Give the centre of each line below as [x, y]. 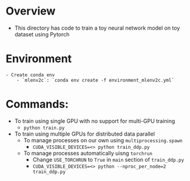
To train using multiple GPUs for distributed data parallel [85, 134]
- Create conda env [30, 75]
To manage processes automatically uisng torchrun [88, 153]
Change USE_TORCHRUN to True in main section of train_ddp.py [108, 159]
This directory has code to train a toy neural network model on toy [97, 28]
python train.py [44, 128]
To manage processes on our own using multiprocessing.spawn [103, 140]
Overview [31, 11]
